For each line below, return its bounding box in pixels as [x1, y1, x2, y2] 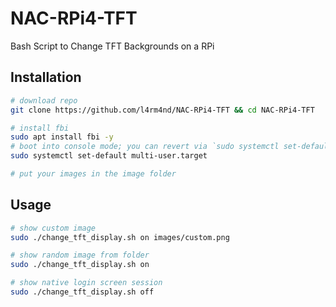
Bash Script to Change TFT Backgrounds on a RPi [10, 40, 215, 52]
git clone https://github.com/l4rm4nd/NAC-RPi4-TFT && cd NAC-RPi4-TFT [10, 105, 315, 115]
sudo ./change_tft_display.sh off [10, 287, 155, 297]
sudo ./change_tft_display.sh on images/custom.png [10, 232, 230, 242]
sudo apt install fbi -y [10, 132, 114, 142]
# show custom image [10, 223, 97, 233]
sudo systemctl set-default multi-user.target [10, 151, 208, 161]
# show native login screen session [10, 278, 163, 288]
